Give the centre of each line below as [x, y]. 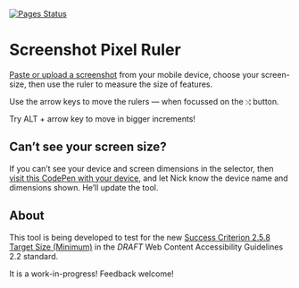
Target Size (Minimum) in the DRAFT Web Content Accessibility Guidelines [146, 247]
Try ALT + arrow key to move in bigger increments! [103, 119]
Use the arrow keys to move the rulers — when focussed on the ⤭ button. [144, 101]
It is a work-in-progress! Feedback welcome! [91, 274]
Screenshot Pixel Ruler [95, 50]
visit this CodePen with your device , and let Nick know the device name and [149, 178]
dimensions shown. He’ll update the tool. [84, 187]
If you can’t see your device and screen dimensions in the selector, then [141, 168]
